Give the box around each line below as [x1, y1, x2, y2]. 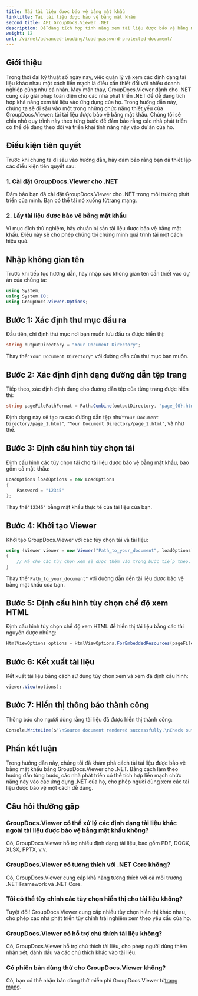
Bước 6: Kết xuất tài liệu [6, 657, 95, 667]
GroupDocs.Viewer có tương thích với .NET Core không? [6, 861, 171, 869]
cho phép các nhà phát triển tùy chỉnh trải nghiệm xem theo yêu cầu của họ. [6, 914, 192, 922]
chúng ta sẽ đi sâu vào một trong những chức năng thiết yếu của [6, 104, 163, 112]
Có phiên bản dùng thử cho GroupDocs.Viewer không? [6, 964, 166, 972]
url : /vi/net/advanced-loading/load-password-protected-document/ [6, 36, 173, 42]
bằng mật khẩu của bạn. [6, 581, 65, 588]
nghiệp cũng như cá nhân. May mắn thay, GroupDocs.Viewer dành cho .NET [6, 86, 192, 93]
